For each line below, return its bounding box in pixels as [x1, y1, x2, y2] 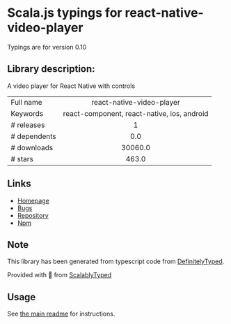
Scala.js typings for [7, 5, 122, 21]
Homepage [17, 196, 50, 205]
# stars [10, 154, 33, 163]
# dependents [10, 131, 57, 141]
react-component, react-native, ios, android [63, 108, 209, 118]
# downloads [10, 142, 54, 152]
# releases [10, 120, 45, 130]
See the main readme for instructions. [7, 309, 115, 318]
